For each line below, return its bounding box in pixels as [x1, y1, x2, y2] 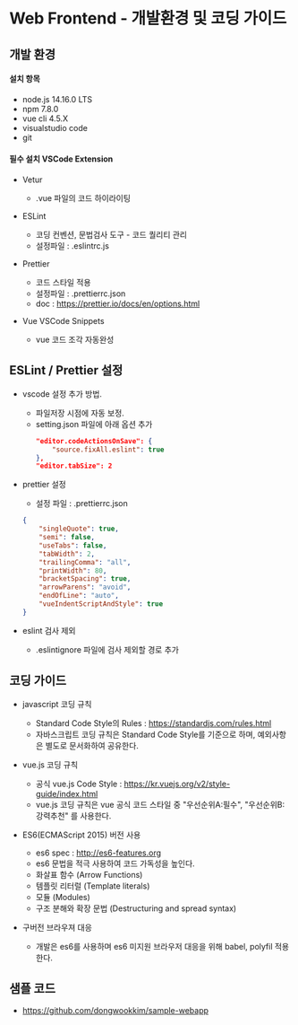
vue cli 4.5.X [21, 113, 69, 124]
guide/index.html [35, 788, 98, 799]
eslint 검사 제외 [21, 625, 76, 635]
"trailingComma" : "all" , [38, 557, 132, 566]
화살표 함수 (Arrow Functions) [35, 869, 143, 880]
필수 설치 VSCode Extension [9, 153, 114, 164]
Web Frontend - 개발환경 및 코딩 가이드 [9, 8, 287, 29]
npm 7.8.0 [21, 103, 59, 114]
